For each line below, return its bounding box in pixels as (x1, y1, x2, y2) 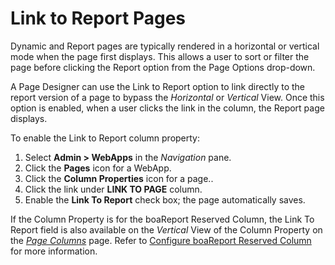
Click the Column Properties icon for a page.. (24, 172, 214, 184)
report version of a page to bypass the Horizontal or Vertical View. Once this (10, 91, 325, 103)
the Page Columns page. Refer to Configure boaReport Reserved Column (10, 234, 312, 246)
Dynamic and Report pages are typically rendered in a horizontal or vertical (10, 40, 320, 52)
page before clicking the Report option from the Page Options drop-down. (10, 61, 316, 73)
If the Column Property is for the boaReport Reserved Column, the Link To (10, 213, 315, 225)
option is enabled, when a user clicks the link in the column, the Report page (10, 102, 325, 114)
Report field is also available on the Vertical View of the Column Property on (10, 223, 323, 236)
